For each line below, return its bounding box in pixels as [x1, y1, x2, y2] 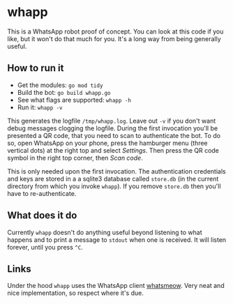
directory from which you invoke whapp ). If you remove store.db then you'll [7, 182, 221, 190]
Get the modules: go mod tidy [17, 81, 103, 89]
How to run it [7, 62, 64, 74]
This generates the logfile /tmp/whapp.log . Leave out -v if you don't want [7, 116, 216, 125]
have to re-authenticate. [7, 189, 77, 197]
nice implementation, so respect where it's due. [7, 289, 144, 297]
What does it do [7, 210, 77, 222]
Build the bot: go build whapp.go [17, 88, 111, 96]
